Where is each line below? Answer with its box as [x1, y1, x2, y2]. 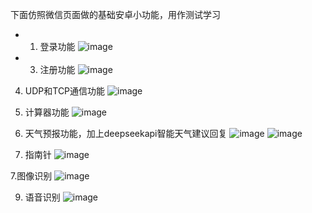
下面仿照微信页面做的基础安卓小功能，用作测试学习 [10, 9, 221, 20]
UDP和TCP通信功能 [24, 85, 106, 97]
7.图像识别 [10, 170, 53, 182]
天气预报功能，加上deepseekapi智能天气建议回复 [24, 128, 228, 139]
